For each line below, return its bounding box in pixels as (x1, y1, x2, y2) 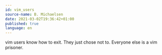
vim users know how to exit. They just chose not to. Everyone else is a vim (5, 39, 158, 45)
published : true (5, 21, 39, 26)
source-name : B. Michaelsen (5, 12, 64, 17)
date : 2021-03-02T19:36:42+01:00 (5, 16, 75, 21)
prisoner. (5, 45, 24, 51)
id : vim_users (5, 7, 35, 12)
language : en (5, 26, 32, 31)
